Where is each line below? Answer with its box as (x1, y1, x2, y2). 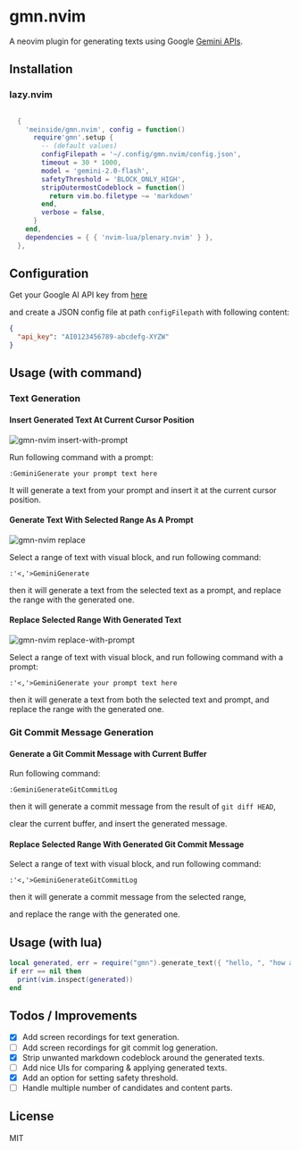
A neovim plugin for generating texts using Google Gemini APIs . (9, 36, 244, 46)
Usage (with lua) (9, 935, 103, 950)
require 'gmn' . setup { (32, 133, 114, 142)
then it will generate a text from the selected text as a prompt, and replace (9, 584, 282, 595)
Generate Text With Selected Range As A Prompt (9, 515, 194, 525)
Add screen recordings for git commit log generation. (21, 1042, 219, 1053)
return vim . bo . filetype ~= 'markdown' (48, 191, 194, 200)
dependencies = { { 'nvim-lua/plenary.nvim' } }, (25, 232, 214, 242)
